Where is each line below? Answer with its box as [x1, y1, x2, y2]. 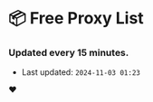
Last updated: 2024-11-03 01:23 [21, 67, 141, 78]
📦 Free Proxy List [8, 8, 144, 29]
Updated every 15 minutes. [8, 47, 129, 60]
